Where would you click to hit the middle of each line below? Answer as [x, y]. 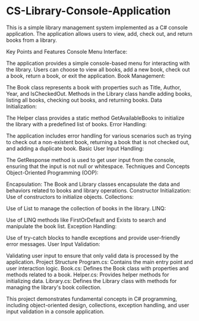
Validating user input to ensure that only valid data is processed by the [92, 255]
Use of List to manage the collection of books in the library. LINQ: [86, 208]
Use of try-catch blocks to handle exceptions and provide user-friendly [93, 238]
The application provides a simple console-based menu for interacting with [98, 63]
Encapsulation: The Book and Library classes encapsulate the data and [93, 184]
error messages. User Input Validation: [53, 244]
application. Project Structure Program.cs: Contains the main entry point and [99, 262]
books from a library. [32, 40]
